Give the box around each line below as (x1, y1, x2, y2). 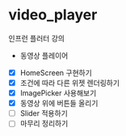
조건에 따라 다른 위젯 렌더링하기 (19, 79, 120, 87)
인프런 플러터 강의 (8, 33, 65, 43)
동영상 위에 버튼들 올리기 (19, 99, 99, 108)
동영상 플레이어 (19, 50, 69, 60)
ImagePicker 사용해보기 (19, 88, 97, 98)
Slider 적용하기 (19, 108, 69, 118)
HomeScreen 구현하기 (19, 67, 93, 78)
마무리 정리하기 (19, 119, 69, 129)
